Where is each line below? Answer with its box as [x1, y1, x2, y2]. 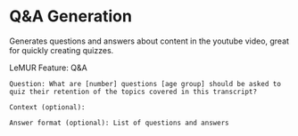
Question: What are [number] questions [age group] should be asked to [9, 79, 281, 88]
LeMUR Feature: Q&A [9, 62, 87, 73]
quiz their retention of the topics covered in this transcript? [9, 87, 257, 96]
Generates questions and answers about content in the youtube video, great [9, 36, 290, 46]
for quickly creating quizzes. [9, 44, 114, 55]
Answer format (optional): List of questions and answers [9, 118, 229, 127]
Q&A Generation [9, 6, 132, 27]
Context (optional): [9, 102, 87, 112]
